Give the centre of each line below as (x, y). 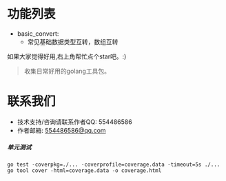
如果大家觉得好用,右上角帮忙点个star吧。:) (67, 56)
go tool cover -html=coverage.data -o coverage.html (84, 170)
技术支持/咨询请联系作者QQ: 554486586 (74, 122)
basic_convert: (38, 33)
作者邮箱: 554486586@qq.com (61, 130)
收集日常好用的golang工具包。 (67, 71)
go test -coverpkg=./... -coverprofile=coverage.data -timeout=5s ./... (114, 164)
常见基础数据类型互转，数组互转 (73, 41)
